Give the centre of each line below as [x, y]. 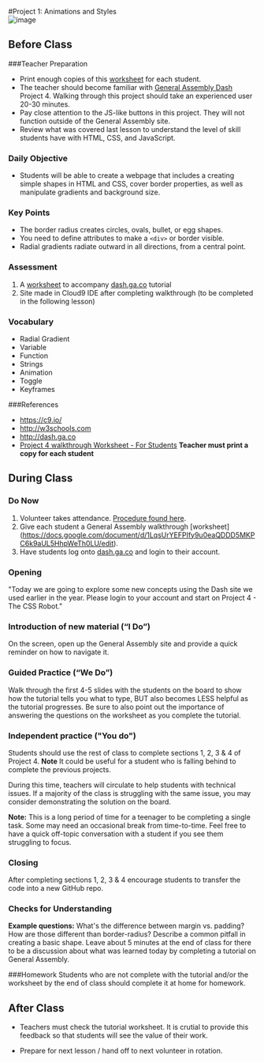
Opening [25, 572]
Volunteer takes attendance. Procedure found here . [103, 518]
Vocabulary [31, 322]
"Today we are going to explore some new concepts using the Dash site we [131, 589]
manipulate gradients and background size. [90, 192]
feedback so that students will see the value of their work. [114, 1035]
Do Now [24, 501]
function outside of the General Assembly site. [95, 121]
